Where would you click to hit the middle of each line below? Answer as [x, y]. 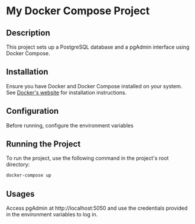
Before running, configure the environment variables [70, 125]
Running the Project [43, 144]
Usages [20, 194]
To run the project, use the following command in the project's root [87, 158]
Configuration [32, 111]
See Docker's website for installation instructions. [66, 92]
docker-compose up [29, 175]
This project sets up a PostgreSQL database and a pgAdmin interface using [98, 47]
